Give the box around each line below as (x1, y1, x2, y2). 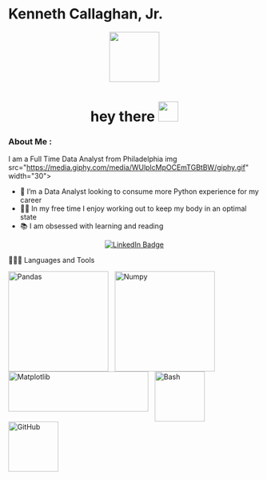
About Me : (8, 136, 52, 147)
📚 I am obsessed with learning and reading (19, 221, 164, 231)
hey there (90, 107, 156, 126)
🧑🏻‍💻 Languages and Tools (8, 256, 95, 265)
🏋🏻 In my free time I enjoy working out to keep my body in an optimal (19, 204, 247, 213)
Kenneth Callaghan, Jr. (8, 5, 164, 23)
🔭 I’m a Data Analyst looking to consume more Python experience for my (19, 187, 260, 196)
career (19, 196, 42, 205)
